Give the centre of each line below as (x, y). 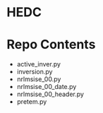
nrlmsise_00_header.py (50, 94)
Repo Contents (51, 45)
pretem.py (32, 102)
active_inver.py (39, 64)
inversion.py (35, 72)
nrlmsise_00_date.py (47, 87)
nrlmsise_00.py (39, 79)
